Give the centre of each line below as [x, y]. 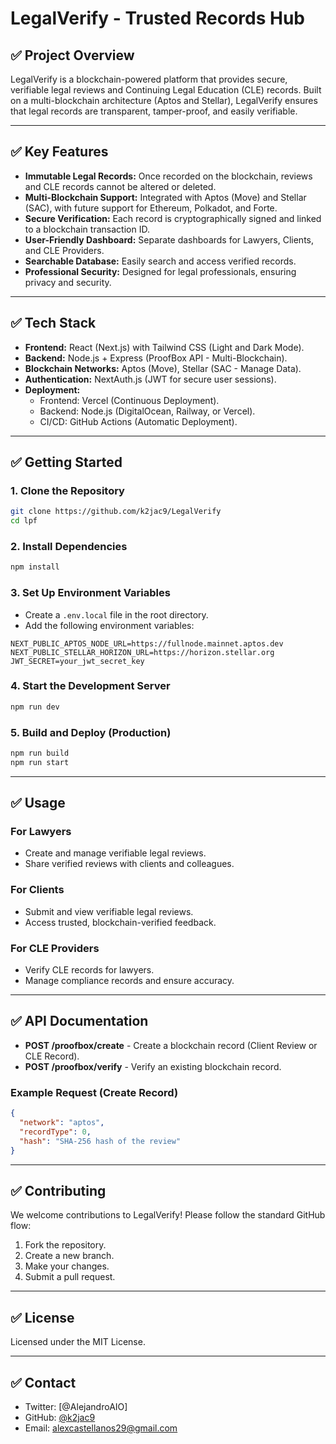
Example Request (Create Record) [94, 1092]
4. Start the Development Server [90, 686]
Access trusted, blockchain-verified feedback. [120, 922]
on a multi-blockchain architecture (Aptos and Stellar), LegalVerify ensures [164, 100]
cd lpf [24, 521]
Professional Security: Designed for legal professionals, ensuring [160, 271]
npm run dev [35, 707]
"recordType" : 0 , [55, 1132]
